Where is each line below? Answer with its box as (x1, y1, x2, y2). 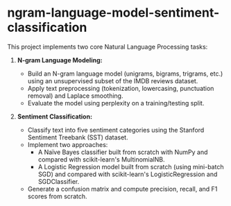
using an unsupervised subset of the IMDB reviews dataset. (27, 76, 198, 85)
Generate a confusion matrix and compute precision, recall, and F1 (27, 184, 218, 193)
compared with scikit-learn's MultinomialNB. (37, 155, 165, 164)
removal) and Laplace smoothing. (27, 92, 123, 100)
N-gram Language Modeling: (17, 55, 103, 64)
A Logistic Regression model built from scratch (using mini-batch (37, 162, 224, 171)
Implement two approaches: (27, 140, 108, 148)
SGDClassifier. (37, 177, 80, 185)
